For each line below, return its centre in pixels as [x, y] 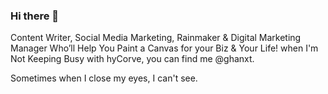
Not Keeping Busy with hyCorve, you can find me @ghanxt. [132, 59]
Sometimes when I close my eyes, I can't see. [104, 78]
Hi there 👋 [35, 16]
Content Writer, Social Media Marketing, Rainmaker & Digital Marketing [156, 38]
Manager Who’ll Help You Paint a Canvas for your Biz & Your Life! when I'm [164, 48]
